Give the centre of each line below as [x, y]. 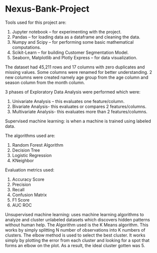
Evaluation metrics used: [30, 170]
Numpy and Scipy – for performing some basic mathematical [73, 42]
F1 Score [21, 200]
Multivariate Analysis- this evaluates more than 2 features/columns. [80, 111]
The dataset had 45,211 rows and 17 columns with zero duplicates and [75, 67]
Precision [21, 184]
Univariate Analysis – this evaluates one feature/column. [68, 101]
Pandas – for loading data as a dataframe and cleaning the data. [76, 37]
